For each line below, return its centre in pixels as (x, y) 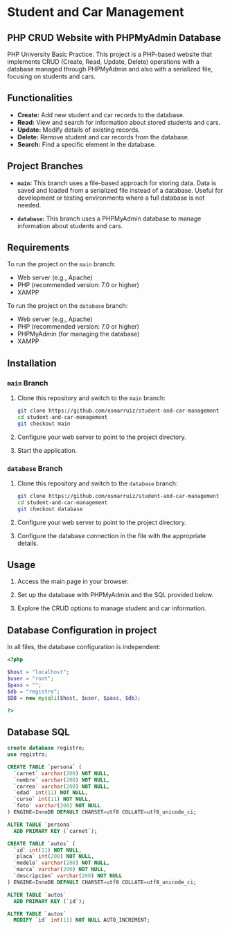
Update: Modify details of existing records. (79, 130)
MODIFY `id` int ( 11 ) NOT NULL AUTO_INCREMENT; (82, 920)
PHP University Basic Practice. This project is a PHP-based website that (110, 54)
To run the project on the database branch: (68, 306)
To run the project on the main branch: (61, 264)
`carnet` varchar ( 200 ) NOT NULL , (62, 773)
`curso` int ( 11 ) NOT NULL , (52, 799)
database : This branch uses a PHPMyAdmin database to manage (109, 218)
